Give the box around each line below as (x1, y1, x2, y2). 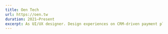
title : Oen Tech (5, 7, 39, 12)
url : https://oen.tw (5, 12, 48, 17)
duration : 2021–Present (5, 16, 55, 21)
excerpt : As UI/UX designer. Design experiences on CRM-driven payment (5, 21, 157, 26)
